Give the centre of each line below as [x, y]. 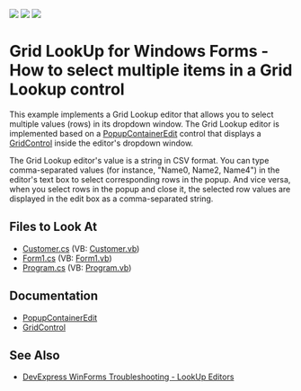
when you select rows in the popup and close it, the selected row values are [150, 189]
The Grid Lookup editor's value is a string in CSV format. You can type [139, 160]
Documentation [54, 296]
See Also [35, 355]
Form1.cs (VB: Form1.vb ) [67, 258]
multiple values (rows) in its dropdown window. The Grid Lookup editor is [145, 124]
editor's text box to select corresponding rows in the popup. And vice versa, [150, 179]
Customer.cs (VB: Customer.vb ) [81, 248]
